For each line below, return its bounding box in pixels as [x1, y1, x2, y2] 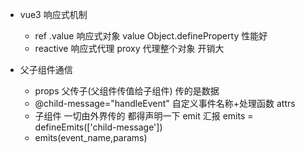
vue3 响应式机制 [19, 9, 88, 20]
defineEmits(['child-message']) [34, 121, 163, 133]
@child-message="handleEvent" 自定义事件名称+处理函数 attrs [34, 98, 296, 109]
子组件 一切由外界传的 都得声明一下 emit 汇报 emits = [34, 110, 254, 122]
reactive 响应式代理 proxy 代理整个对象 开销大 [34, 43, 225, 54]
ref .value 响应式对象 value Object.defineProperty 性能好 [34, 30, 268, 42]
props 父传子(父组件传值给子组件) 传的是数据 [34, 85, 220, 97]
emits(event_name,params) [34, 132, 148, 143]
